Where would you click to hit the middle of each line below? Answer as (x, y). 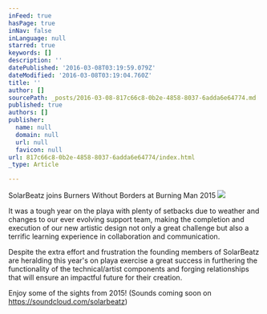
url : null (32, 142)
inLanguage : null (37, 38)
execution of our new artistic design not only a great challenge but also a (129, 228)
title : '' (25, 83)
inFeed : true (30, 16)
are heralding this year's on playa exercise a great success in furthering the (133, 260)
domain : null (37, 135)
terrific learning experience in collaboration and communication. (114, 236)
